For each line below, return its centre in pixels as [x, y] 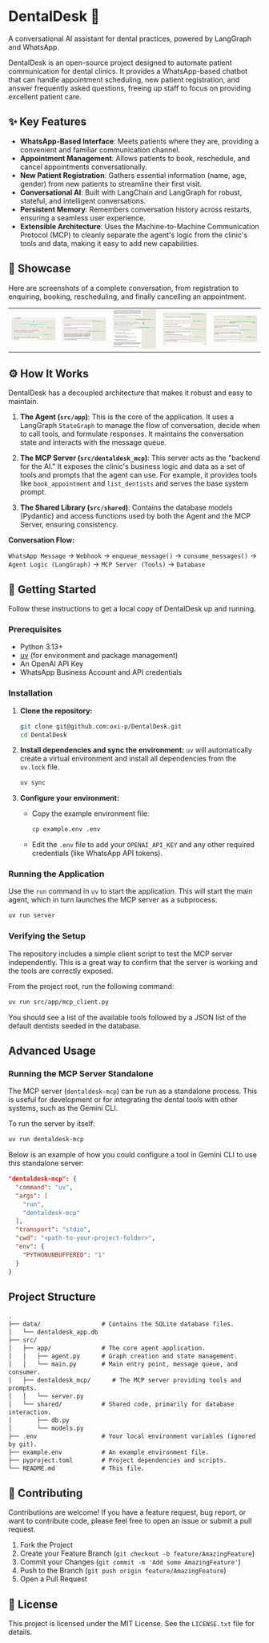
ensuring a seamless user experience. [83, 218]
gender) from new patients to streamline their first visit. [111, 184]
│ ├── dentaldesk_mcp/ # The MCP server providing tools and [125, 1381]
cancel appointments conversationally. [84, 167]
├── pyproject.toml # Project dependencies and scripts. [118, 1461]
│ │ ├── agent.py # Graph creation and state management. [123, 1356]
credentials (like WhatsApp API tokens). [97, 854]
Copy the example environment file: [90, 813]
